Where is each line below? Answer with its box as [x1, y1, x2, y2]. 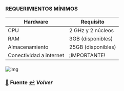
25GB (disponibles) [69, 43, 116, 51]
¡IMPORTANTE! [69, 52, 106, 59]
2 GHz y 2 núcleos [69, 27, 114, 34]
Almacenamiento [8, 43, 49, 51]
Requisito [80, 18, 105, 26]
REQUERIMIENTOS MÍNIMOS [5, 5, 78, 12]
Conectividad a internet [8, 52, 65, 59]
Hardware [24, 18, 49, 26]
